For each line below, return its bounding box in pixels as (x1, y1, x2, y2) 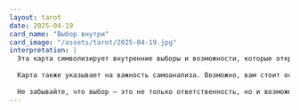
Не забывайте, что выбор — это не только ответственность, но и (17, 87, 261, 96)
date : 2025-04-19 (9, 21, 74, 30)
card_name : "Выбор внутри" (9, 29, 109, 38)
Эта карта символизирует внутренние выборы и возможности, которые (17, 54, 273, 63)
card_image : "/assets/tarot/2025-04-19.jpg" (9, 37, 177, 47)
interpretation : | (9, 46, 77, 55)
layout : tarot (9, 12, 62, 22)
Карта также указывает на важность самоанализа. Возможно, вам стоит (17, 71, 280, 80)
